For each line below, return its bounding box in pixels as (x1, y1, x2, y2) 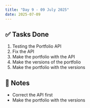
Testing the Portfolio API (12, 43, 61, 50)
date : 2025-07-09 (5, 12, 41, 17)
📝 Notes (5, 79, 30, 87)
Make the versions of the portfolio (12, 59, 81, 65)
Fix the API (12, 49, 34, 54)
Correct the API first (12, 92, 53, 98)
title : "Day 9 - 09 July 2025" (5, 7, 69, 12)
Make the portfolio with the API (12, 54, 75, 60)
